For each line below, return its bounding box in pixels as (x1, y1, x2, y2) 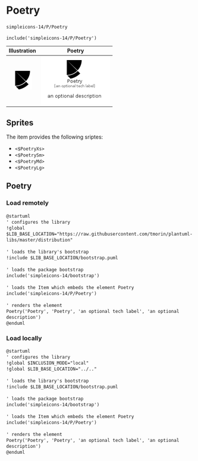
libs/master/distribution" (6, 237, 73, 243)
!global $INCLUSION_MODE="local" (6, 360, 89, 366)
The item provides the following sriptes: (6, 133, 103, 140)
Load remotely (6, 199, 49, 207)
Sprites (6, 117, 34, 128)
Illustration (8, 47, 37, 54)
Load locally (6, 334, 42, 342)
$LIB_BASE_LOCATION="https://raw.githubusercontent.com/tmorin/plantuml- (6, 231, 193, 237)
